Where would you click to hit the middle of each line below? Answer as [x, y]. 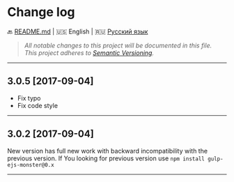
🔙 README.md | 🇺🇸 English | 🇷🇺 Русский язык [78, 31]
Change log [41, 12]
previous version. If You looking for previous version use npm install [106, 158]
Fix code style [37, 105]
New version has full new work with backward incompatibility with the [107, 151]
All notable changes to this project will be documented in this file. [118, 45]
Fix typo [29, 98]
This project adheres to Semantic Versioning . [89, 52]
